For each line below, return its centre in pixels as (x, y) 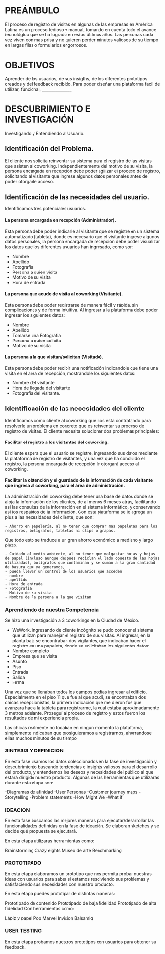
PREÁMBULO (33, 11)
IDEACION (17, 810)
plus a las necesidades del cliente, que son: (49, 517)
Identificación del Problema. (49, 149)
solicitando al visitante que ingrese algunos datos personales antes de (76, 176)
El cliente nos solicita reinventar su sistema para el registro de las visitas (78, 161)
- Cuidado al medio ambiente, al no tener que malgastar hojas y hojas (80, 554)
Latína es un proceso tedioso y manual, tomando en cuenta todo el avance (81, 29)
